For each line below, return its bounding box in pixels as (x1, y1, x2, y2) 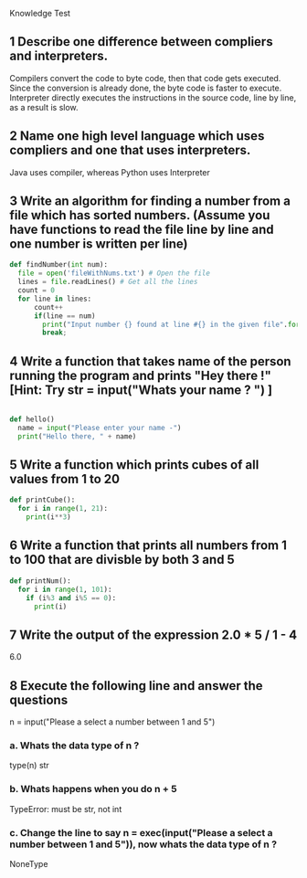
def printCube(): (9, 495, 76, 505)
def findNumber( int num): (9, 260, 108, 270)
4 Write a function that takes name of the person (9, 354, 291, 369)
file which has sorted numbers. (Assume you (9, 207, 270, 223)
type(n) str (9, 760, 50, 771)
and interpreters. (9, 48, 109, 64)
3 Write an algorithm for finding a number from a (9, 194, 291, 209)
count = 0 (17, 286, 55, 295)
